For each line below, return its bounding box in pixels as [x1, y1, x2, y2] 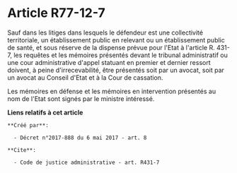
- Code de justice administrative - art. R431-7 [13, 159, 160, 166]
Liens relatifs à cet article [7, 108, 83, 117]
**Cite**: [7, 146, 37, 153]
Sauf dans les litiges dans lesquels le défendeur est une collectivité [7, 28, 204, 37]
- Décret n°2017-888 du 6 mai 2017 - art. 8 [13, 134, 147, 141]
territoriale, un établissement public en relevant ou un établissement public [7, 35, 225, 44]
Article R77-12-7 [7, 5, 105, 21]
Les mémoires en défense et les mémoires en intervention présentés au [7, 87, 216, 95]
